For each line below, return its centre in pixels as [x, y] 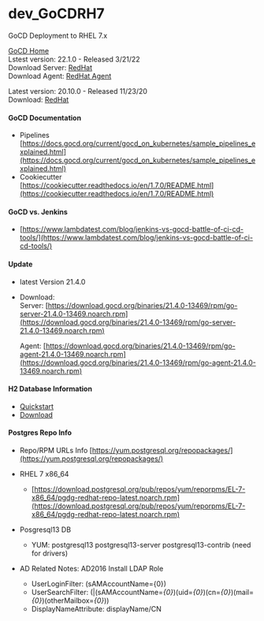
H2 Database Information [50, 389]
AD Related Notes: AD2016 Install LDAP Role [91, 568]
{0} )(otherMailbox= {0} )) [70, 601]
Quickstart [36, 406]
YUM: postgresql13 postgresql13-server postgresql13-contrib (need [141, 545]
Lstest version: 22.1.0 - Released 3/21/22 [74, 59]
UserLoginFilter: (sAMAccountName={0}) [99, 583]
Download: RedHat [39, 99]
